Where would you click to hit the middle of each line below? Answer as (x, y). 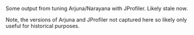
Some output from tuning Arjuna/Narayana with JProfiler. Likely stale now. (97, 8)
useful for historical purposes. (43, 26)
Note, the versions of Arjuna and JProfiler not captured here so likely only (96, 20)
